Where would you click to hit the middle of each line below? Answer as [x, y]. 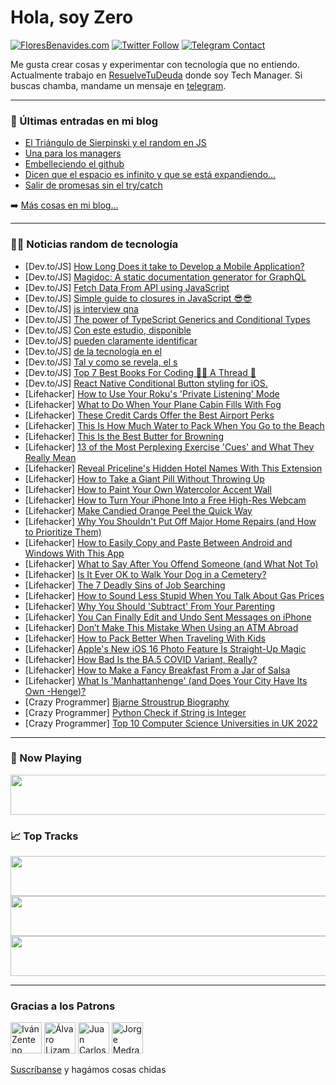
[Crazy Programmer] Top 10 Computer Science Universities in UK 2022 [171, 723]
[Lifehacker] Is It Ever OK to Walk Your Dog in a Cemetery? [145, 574]
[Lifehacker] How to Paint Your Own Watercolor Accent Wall [148, 489]
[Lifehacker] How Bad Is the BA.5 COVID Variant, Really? [141, 659]
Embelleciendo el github [74, 164]
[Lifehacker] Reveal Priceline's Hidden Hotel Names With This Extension [173, 468]
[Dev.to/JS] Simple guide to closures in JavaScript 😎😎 [138, 298]
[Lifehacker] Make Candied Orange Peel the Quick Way [138, 510]
